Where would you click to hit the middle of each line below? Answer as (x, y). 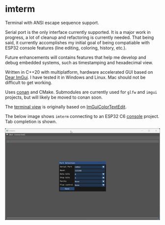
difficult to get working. (29, 83)
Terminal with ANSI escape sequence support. (52, 23)
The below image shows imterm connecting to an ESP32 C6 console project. (82, 116)
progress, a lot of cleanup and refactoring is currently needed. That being (80, 37)
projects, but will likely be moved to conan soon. (54, 97)
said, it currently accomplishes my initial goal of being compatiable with (77, 42)
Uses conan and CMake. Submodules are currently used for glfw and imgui (81, 92)
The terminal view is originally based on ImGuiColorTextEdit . (66, 107)
